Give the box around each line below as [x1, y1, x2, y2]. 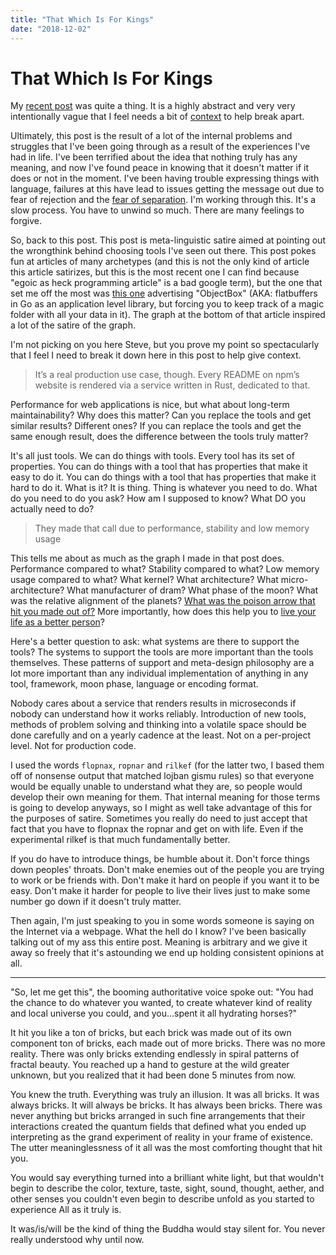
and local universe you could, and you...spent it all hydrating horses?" [10, 1007, 298, 1020]
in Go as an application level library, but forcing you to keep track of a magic [10, 298, 325, 310]
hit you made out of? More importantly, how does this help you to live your [10, 606, 317, 618]
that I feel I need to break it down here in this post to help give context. [10, 349, 302, 361]
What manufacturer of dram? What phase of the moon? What [66, 584, 319, 596]
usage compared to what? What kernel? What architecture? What [10, 574, 279, 586]
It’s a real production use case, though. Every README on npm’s [34, 369, 300, 381]
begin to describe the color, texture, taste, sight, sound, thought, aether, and [10, 1182, 325, 1195]
